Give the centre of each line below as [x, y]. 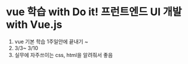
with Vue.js [34, 25]
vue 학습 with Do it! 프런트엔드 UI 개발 [94, 12]
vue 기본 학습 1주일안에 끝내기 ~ [51, 41]
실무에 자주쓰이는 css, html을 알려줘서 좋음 [64, 55]
